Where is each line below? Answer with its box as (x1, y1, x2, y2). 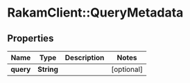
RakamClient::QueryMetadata (7, 5, 184, 21)
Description (64, 53, 105, 62)
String (37, 64, 59, 74)
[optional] (110, 64, 144, 74)
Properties (7, 33, 54, 44)
